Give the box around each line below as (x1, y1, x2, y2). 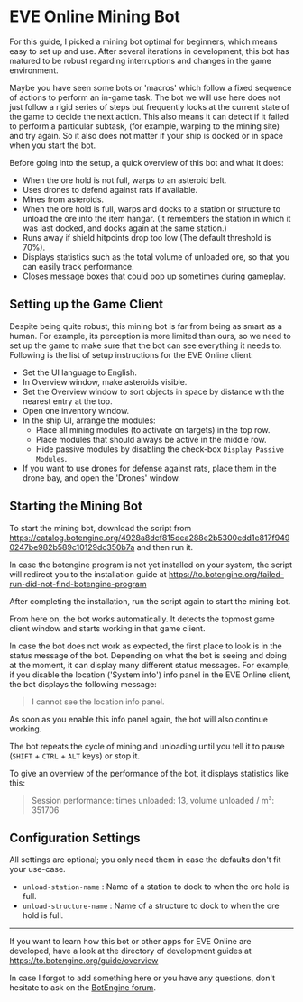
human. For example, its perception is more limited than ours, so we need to (9, 330, 291, 341)
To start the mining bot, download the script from (9, 522, 192, 533)
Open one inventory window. (22, 405, 130, 416)
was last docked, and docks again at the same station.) (22, 223, 227, 234)
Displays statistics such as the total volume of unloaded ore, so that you (22, 251, 290, 262)
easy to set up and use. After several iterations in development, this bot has (9, 45, 290, 56)
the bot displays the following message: (9, 678, 158, 689)
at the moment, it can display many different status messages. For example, (9, 659, 290, 670)
